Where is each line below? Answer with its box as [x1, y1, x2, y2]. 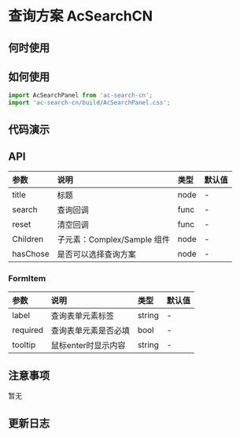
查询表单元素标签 [50, 310, 115, 321]
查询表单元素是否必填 [50, 324, 131, 335]
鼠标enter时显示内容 [50, 339, 126, 350]
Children [12, 234, 44, 245]
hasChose [12, 249, 50, 260]
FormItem [8, 273, 46, 284]
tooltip [12, 339, 36, 350]
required [12, 324, 44, 335]
